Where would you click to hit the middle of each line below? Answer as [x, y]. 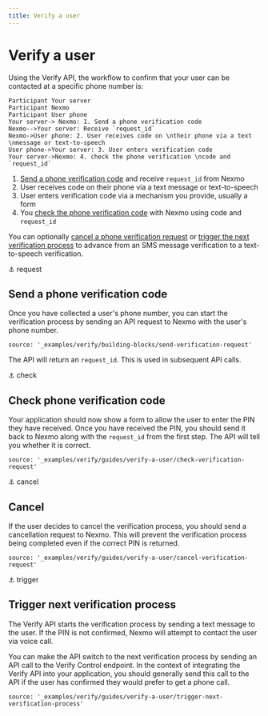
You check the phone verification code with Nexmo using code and [131, 212]
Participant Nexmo [39, 108]
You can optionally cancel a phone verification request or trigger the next [129, 236]
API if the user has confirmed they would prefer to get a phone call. [119, 682]
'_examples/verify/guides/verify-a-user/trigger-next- [130, 697]
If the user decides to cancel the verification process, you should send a [127, 526]
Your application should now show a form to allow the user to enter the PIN [132, 420]
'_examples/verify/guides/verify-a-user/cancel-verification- [143, 558]
